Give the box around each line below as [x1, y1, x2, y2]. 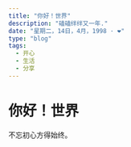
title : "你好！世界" [8, 11, 71, 20]
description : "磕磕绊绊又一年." [8, 19, 108, 27]
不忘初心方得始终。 [8, 130, 72, 140]
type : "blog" [8, 34, 52, 43]
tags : [8, 42, 27, 50]
